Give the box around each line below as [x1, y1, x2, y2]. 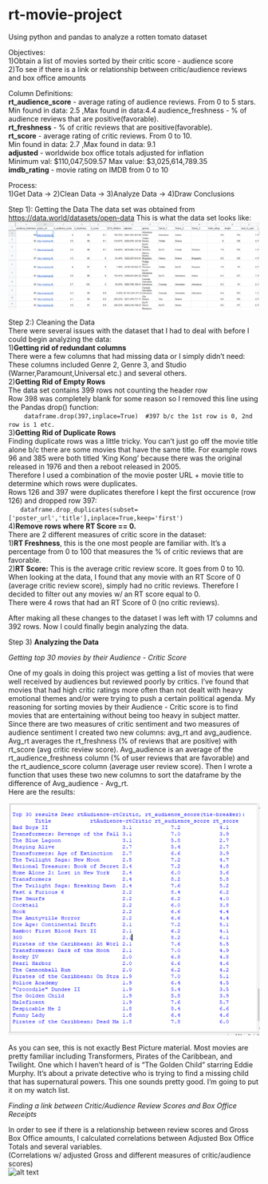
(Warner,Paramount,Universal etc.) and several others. [8, 368, 187, 377]
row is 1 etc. [8, 421, 56, 429]
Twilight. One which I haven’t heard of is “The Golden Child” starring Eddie [8, 1059, 254, 1069]
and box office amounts [8, 73, 86, 82]
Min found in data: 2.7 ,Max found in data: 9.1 [8, 139, 156, 149]
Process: [8, 180, 37, 189]
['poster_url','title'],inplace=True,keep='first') [8, 514, 183, 522]
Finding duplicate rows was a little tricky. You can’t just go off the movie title [8, 436, 258, 445]
